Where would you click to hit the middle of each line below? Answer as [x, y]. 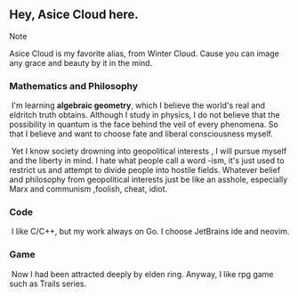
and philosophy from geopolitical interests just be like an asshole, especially [149, 180]
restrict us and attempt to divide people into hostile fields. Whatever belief [145, 170]
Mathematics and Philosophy [74, 86]
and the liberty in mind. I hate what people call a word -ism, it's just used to [147, 160]
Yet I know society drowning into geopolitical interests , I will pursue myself [149, 152]
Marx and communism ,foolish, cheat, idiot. [89, 189]
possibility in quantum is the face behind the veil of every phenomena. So [144, 125]
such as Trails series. [48, 284]
